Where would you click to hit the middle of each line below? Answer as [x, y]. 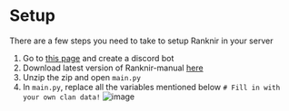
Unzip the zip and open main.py [81, 77]
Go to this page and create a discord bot [98, 58]
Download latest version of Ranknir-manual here [113, 68]
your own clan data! [61, 97]
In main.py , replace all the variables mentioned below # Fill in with [151, 87]
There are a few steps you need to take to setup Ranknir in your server [141, 41]
